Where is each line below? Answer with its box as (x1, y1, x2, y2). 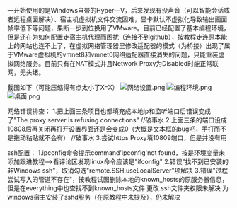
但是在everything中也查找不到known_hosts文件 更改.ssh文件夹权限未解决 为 (7, 184, 229, 192)
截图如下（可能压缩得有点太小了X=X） (7, 83, 119, 91)
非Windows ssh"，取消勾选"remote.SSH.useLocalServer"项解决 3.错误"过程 (7, 166, 229, 175)
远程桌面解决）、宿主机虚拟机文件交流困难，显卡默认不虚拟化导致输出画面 (13, 15, 228, 23)
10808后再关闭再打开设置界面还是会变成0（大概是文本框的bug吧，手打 (7, 125, 214, 133)
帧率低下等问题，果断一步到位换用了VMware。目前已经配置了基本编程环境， (7, 24, 230, 32)
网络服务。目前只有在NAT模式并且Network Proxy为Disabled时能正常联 (13, 59, 219, 67)
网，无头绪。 (7, 68, 45, 76)
